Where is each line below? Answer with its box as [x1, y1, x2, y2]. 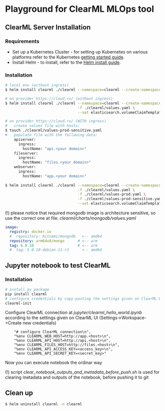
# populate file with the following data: [5, 133, 98, 138]
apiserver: [14, 137, 36, 142]
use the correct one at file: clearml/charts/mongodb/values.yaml [5, 215, 137, 221]
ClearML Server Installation [5, 23, 91, 31]
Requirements [5, 38, 40, 45]
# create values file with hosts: [5, 123, 80, 128]
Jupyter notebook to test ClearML [5, 261, 111, 269]
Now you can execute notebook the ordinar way [5, 360, 102, 366]
